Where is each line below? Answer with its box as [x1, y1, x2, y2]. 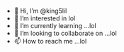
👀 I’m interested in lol [13, 14, 76, 22]
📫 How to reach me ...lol [13, 37, 87, 45]
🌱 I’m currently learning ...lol [13, 22, 97, 30]
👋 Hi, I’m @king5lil [13, 7, 67, 15]
